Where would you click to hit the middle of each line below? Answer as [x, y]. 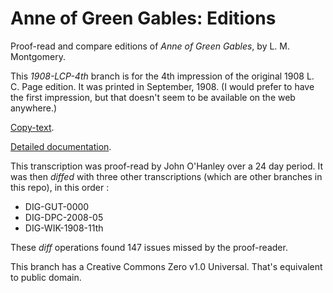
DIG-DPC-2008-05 [64, 217]
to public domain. [46, 277]
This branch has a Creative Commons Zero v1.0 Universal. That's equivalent [166, 266]
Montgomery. [38, 56]
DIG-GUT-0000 [57, 206]
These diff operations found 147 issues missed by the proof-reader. [149, 247]
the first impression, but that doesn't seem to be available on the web [153, 97]
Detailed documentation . [61, 146]
